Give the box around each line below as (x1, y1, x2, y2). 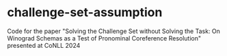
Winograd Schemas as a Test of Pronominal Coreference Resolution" (7, 34, 202, 42)
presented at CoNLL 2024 (7, 41, 81, 49)
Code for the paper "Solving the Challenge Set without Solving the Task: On (7, 27, 221, 35)
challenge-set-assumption (7, 5, 163, 20)
